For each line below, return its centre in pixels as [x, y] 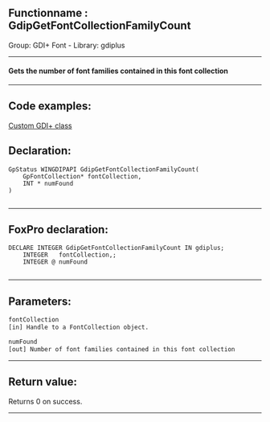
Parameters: [40, 301]
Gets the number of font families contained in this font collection [119, 71]
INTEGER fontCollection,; [70, 255]
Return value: [43, 382]
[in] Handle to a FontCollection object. [79, 328]
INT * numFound [48, 183]
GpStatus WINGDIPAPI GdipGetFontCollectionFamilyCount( [104, 169]
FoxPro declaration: [58, 229]
